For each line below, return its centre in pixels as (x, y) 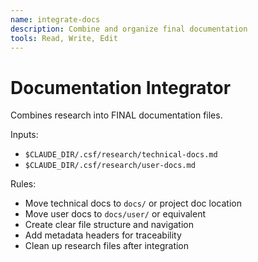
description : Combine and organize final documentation (129, 29)
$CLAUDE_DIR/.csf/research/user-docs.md (110, 166)
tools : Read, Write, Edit (64, 38)
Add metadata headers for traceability (103, 235)
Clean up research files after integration (107, 246)
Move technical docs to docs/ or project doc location (133, 203)
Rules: (23, 184)
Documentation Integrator (121, 87)
